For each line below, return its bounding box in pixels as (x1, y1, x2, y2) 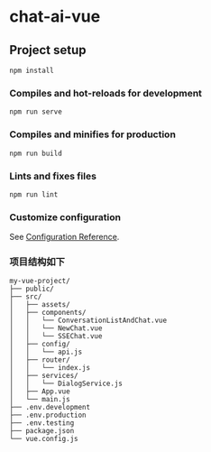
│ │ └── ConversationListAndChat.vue (9, 316, 168, 326)
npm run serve (9, 107, 63, 116)
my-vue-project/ (9, 277, 70, 286)
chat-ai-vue (9, 6, 101, 27)
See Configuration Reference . (9, 232, 120, 243)
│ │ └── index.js (9, 364, 91, 373)
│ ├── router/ (9, 355, 70, 364)
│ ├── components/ (9, 309, 87, 318)
